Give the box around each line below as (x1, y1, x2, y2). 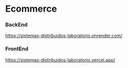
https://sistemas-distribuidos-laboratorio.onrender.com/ (5, 32, 123, 39)
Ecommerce (5, 3, 57, 15)
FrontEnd (5, 45, 29, 52)
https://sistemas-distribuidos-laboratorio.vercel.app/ (5, 57, 115, 63)
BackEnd (5, 21, 28, 28)
